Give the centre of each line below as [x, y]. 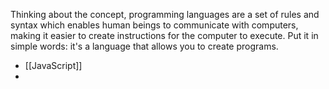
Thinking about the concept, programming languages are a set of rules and [165, 14]
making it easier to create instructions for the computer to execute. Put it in [164, 35]
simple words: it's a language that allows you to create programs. [144, 46]
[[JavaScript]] [53, 65]
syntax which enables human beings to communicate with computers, [154, 25]
